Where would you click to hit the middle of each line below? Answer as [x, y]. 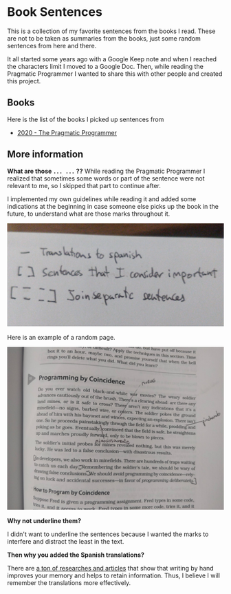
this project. [24, 81]
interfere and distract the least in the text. [66, 541]
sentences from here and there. [52, 45]
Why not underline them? [44, 520]
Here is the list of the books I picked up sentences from [86, 119]
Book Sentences [55, 12]
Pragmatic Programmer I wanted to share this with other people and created [115, 74]
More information [45, 155]
